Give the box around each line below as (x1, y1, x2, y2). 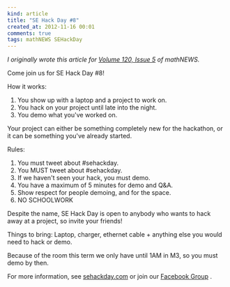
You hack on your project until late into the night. (17, 103, 157, 112)
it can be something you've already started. (7, 132, 132, 140)
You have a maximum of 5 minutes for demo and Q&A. (17, 181, 173, 189)
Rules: (7, 145, 26, 154)
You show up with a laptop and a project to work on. (17, 96, 167, 105)
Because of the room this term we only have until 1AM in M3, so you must (7, 251, 218, 260)
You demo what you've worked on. (17, 111, 118, 119)
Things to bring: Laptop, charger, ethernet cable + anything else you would (7, 230, 222, 239)
